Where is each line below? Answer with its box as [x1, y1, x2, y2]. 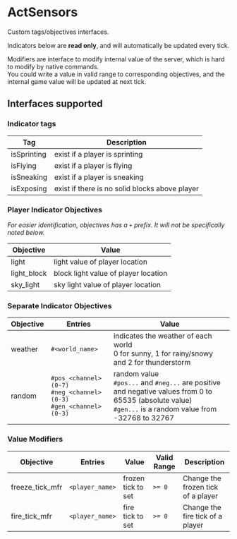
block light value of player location [54, 268, 168, 278]
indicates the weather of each [113, 331, 212, 341]
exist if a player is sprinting [54, 149, 143, 159]
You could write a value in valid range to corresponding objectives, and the [7, 70, 225, 78]
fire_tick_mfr [11, 511, 53, 521]
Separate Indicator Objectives [7, 301, 112, 310]
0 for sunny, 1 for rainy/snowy [113, 349, 214, 358]
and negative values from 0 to [113, 387, 213, 396]
